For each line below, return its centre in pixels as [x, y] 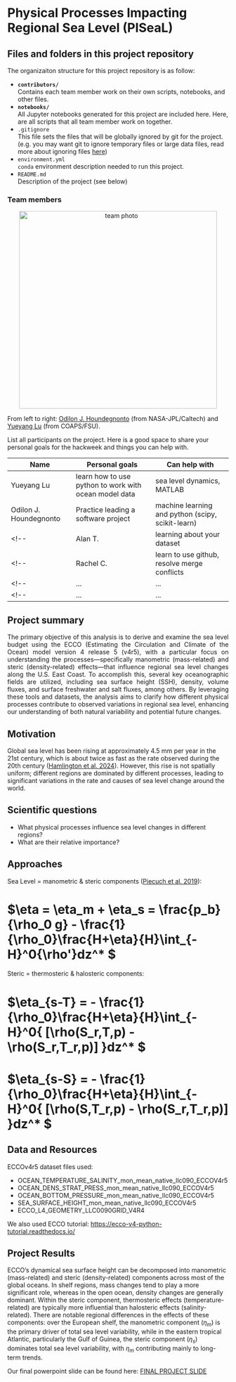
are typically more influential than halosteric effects [106, 1307]
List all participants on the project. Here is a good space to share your [108, 440]
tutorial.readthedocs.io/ [41, 1231]
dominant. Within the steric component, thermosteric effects [95, 1300]
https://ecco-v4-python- [126, 1224]
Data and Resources [52, 1150]
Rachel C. [92, 564]
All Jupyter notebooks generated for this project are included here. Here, [123, 114]
